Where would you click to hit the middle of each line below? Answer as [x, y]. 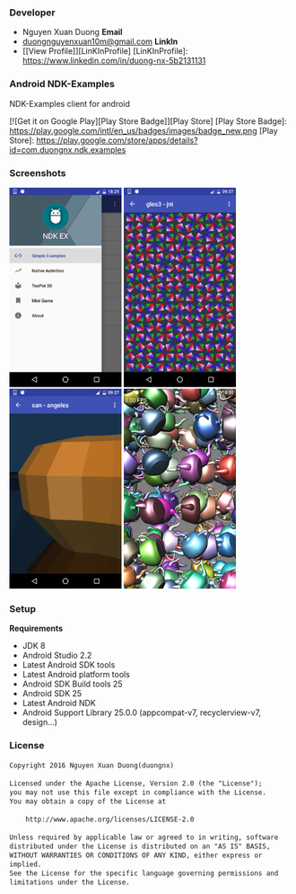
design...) [40, 722]
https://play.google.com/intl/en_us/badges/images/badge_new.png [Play [144, 130]
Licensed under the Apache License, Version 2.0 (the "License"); [136, 783]
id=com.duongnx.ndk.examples [68, 149]
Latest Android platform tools [76, 675]
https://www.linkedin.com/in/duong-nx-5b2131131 [114, 61]
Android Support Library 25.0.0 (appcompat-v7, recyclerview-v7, [142, 713]
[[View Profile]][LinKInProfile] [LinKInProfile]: [105, 51]
